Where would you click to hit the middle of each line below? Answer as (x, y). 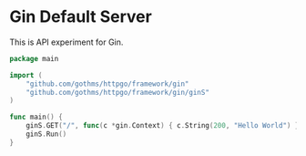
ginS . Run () (46, 134)
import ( (26, 75)
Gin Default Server (81, 17)
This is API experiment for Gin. (66, 42)
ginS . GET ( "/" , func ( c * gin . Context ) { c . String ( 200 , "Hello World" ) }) (164, 126)
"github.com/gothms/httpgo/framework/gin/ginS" (117, 92)
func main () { (36, 117)
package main (34, 58)
